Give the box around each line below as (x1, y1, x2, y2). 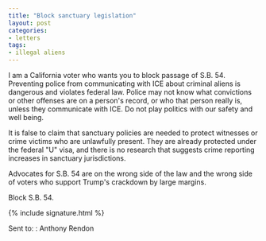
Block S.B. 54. (8, 192, 54, 202)
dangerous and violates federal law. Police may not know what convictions (8, 87, 253, 96)
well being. (8, 113, 44, 122)
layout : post (8, 19, 52, 27)
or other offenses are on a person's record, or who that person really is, (8, 96, 243, 105)
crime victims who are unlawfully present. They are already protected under (8, 137, 256, 146)
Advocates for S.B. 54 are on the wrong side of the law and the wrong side (8, 169, 253, 178)
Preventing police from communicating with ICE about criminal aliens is (8, 79, 241, 88)
